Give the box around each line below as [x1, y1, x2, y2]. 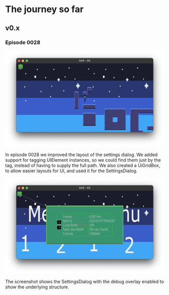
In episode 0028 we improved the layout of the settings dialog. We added [5, 152, 158, 158]
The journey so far [5, 4, 84, 15]
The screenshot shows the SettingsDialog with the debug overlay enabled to [5, 279, 164, 285]
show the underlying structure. [5, 284, 70, 290]
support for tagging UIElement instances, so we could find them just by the [5, 157, 161, 163]
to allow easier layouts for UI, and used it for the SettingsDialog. [5, 168, 138, 174]
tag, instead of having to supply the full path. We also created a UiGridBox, [5, 162, 160, 168]
